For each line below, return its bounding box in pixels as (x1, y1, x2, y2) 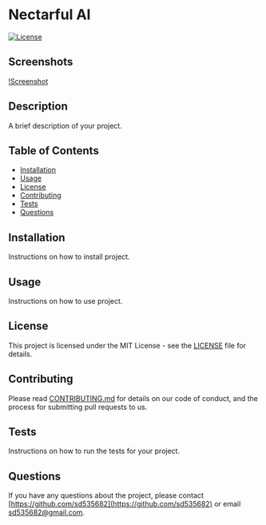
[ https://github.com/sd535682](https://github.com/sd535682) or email (8, 499, 241, 509)
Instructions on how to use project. (8, 296, 123, 305)
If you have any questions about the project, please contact (8, 491, 204, 500)
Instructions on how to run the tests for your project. (8, 446, 181, 456)
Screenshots (8, 55, 73, 69)
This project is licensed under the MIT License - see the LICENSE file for (8, 340, 246, 350)
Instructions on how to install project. (8, 252, 130, 261)
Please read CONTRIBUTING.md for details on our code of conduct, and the (8, 393, 258, 403)
